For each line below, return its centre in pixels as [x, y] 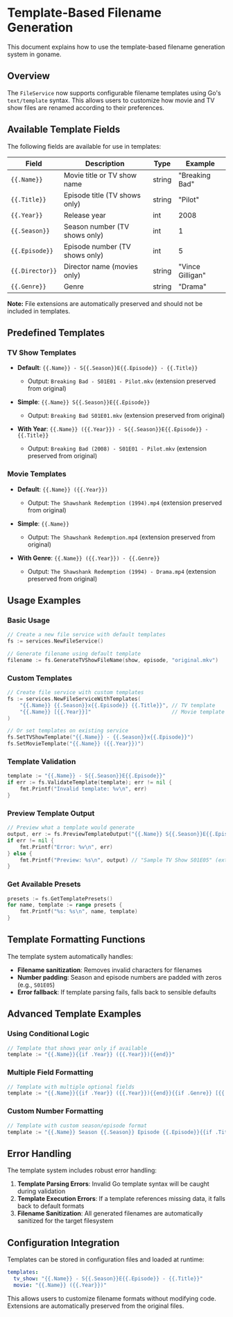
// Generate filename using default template [74, 654]
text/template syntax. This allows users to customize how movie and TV [111, 100]
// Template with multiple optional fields [71, 1087]
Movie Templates [37, 474]
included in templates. [39, 311]
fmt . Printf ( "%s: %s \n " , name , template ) [79, 912]
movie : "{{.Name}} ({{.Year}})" [60, 1285]
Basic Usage [29, 620]
